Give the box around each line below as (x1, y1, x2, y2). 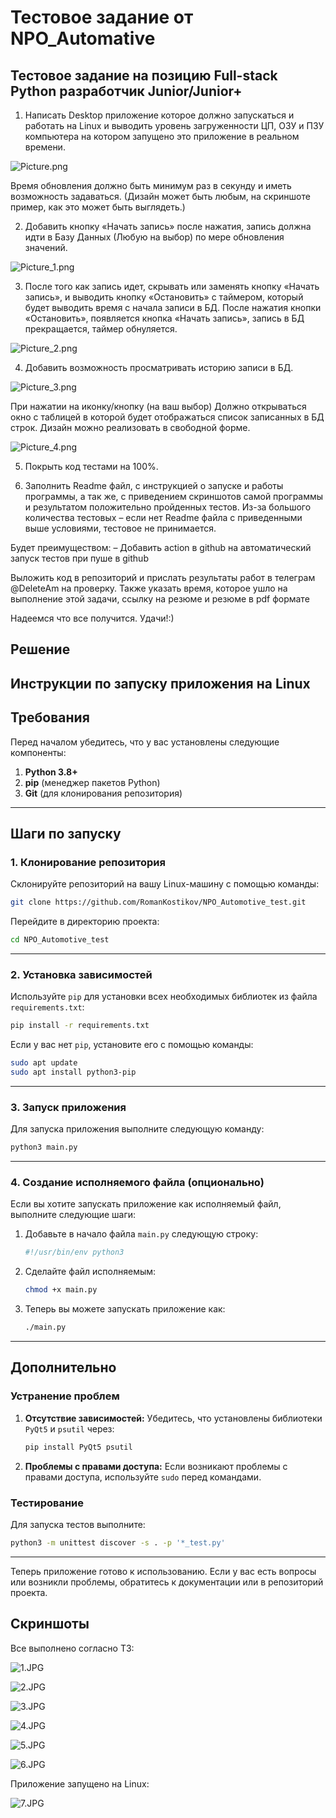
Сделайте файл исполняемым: (24, 1266, 157, 1278)
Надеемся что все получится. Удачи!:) (10, 612, 175, 624)
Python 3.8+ (24, 766, 78, 778)
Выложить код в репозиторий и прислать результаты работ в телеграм (10, 572, 316, 583)
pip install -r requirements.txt (10, 1021, 150, 1031)
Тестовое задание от (10, 6, 194, 29)
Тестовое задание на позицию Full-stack (10, 67, 278, 84)
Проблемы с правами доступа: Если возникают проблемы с (24, 1460, 288, 1472)
